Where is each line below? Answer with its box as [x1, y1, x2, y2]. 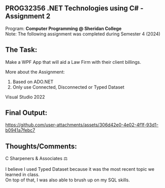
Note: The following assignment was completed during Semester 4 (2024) [5, 30, 161, 37]
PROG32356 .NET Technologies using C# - [5, 4, 144, 13]
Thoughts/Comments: [5, 142, 77, 151]
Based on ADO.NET [12, 79, 54, 85]
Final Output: [5, 108, 47, 117]
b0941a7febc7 [5, 127, 36, 133]
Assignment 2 [5, 12, 51, 21]
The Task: [5, 46, 38, 54]
